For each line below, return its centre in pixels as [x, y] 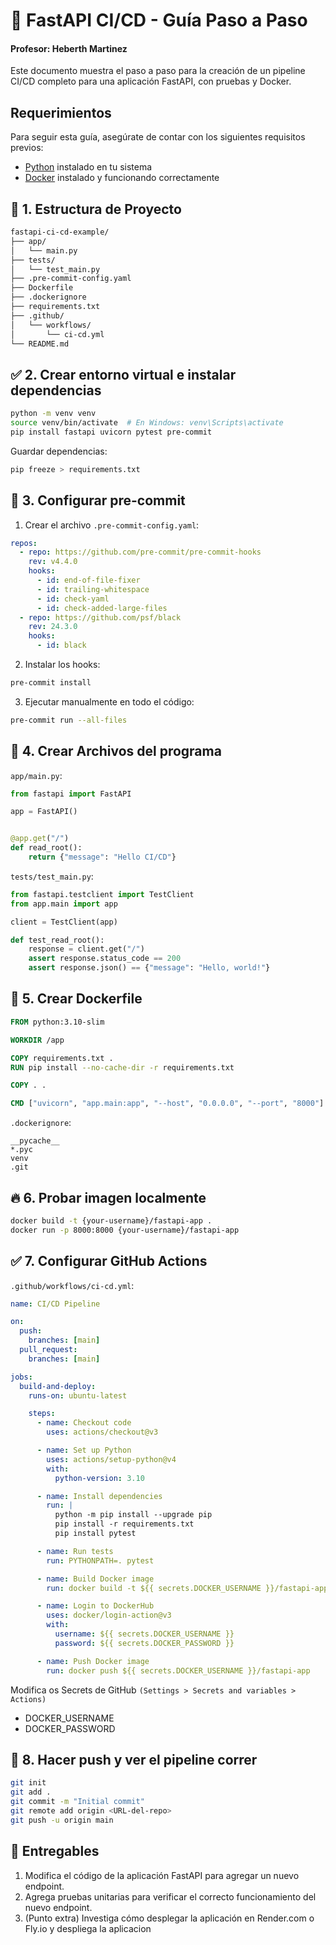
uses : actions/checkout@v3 [102, 1432]
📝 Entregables [55, 1851]
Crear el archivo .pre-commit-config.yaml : [112, 525]
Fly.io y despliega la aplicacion [88, 1928]
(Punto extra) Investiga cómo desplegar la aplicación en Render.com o [169, 1918]
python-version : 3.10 [99, 1478]
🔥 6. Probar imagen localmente [108, 1197]
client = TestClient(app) [64, 922]
